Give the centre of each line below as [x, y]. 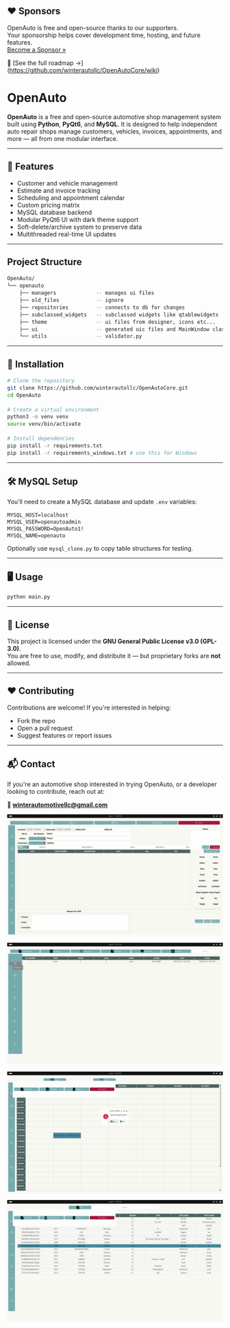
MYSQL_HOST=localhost [38, 515]
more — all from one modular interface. [63, 138]
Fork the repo [36, 721]
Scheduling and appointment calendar [71, 197]
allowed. [19, 663]
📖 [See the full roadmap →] [45, 63]
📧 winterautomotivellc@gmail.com [57, 805]
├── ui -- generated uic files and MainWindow [115, 329]
